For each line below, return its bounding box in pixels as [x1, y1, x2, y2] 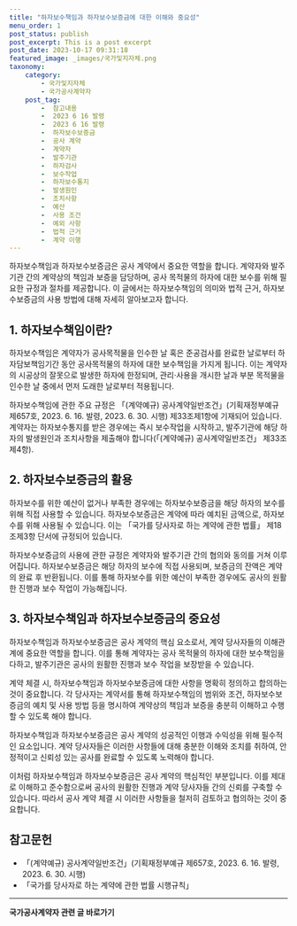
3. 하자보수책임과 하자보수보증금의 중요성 [9, 611, 221, 626]
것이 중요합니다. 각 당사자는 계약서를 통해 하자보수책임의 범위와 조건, [9, 689, 245, 699]
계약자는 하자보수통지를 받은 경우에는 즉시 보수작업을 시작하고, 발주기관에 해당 [9, 422, 278, 432]
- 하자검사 [41, 161, 78, 170]
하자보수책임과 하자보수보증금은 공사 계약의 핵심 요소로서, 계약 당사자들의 [9, 636, 263, 647]
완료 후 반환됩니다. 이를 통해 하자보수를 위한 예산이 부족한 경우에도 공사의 [18, 572, 271, 582]
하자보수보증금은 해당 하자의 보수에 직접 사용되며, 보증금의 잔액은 [42, 560, 267, 572]
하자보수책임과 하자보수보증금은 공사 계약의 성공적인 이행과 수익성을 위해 [9, 729, 260, 740]
